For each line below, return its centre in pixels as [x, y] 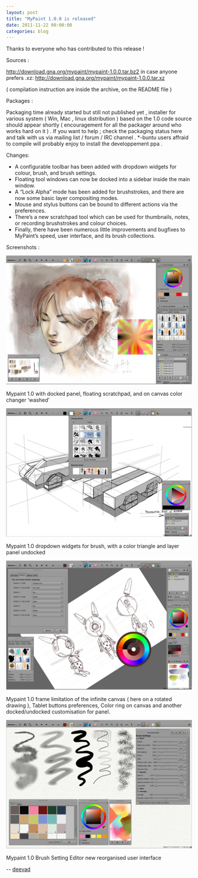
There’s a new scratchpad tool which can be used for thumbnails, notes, [102, 217]
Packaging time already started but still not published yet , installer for [91, 112]
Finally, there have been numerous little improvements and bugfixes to [100, 230]
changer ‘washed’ [28, 400]
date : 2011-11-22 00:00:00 [39, 25]
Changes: [18, 155]
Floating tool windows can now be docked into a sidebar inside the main [102, 179]
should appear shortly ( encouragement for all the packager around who [94, 125]
